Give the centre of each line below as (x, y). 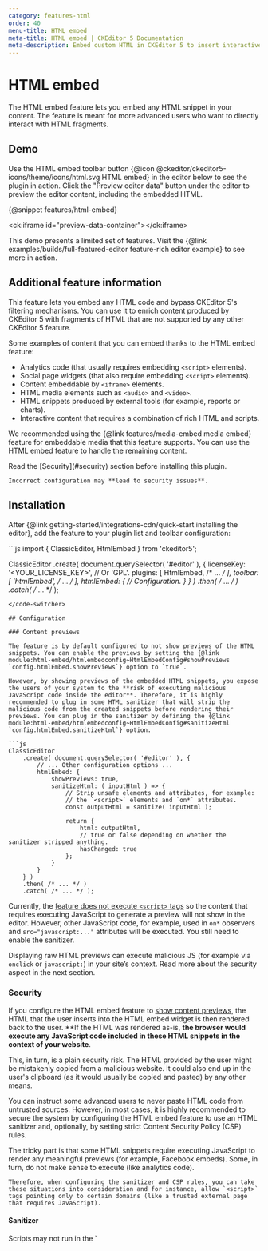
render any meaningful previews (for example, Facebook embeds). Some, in (133, 1159)
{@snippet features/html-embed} (63, 210)
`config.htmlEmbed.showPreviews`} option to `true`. (98, 667)
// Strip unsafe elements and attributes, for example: (160, 793)
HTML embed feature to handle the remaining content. (98, 450)
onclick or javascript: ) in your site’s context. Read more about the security (133, 964)
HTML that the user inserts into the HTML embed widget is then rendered (129, 1019)
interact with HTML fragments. (59, 124)
